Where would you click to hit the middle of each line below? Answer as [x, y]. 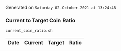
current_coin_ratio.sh [29, 31]
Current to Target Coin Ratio [40, 20]
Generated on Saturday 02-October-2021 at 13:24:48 [61, 7]
